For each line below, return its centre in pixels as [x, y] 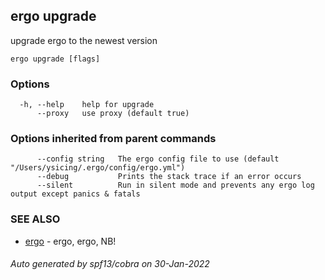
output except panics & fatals [75, 194]
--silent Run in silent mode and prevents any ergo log [175, 185]
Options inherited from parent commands [113, 139]
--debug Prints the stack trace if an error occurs [169, 177]
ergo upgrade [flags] [55, 59]
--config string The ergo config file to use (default [158, 159]
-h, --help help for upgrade [87, 105]
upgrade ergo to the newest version [84, 40]
